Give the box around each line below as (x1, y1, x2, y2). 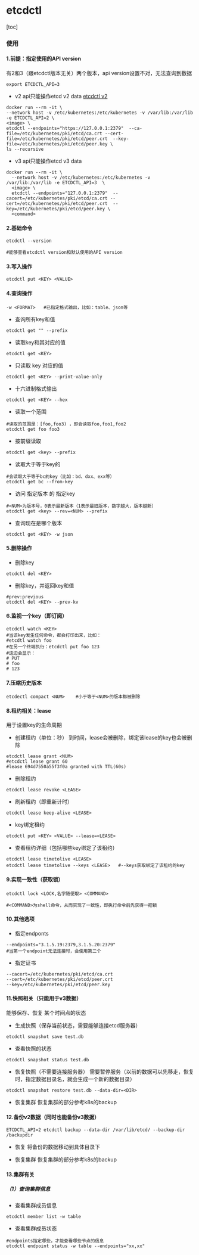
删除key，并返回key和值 (14, 582, 74, 589)
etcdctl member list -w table (6, 1213, 82, 1219)
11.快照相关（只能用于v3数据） (6, 995, 82, 1002)
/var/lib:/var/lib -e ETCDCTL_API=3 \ (6, 180, 105, 186)
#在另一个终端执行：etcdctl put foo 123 (6, 644, 100, 650)
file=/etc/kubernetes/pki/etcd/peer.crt (6, 136, 108, 142)
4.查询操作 (6, 290, 33, 297)
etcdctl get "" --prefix (6, 327, 68, 334)
